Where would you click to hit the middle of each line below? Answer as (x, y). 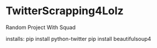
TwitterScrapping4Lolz (65, 11)
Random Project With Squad (41, 27)
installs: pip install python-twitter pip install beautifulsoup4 (78, 39)
